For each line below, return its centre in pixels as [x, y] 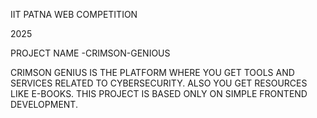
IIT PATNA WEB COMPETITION [74, 14]
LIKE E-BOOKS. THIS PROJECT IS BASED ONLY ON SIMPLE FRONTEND [159, 93]
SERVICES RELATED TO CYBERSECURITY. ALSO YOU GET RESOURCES [159, 83]
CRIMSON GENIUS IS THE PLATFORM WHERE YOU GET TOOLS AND [152, 72]
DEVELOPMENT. [44, 104]
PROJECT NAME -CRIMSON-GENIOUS [90, 53]
